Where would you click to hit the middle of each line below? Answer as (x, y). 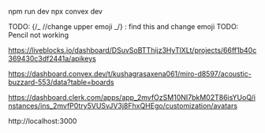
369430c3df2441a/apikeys (52, 59)
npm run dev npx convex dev (55, 11)
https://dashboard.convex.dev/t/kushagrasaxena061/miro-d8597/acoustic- (130, 74)
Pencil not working (39, 35)
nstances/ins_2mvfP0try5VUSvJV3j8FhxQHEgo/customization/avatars (123, 106)
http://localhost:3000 (43, 121)
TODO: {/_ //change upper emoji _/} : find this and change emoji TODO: (123, 26)
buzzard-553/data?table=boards (61, 82)
